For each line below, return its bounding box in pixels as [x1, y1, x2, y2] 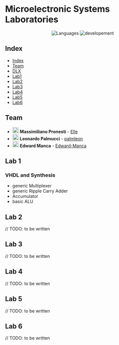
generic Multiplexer [12, 183, 52, 189]
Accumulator [12, 193, 38, 199]
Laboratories [5, 14, 59, 25]
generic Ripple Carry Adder [12, 188, 68, 194]
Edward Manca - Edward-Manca [19, 143, 87, 149]
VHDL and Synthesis [5, 171, 56, 178]
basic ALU [12, 198, 33, 205]
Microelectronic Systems [5, 3, 110, 15]
